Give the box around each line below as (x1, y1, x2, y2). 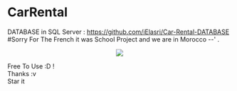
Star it (7, 77, 25, 85)
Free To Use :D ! (7, 61, 55, 71)
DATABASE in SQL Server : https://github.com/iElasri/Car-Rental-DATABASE (7, 28, 230, 36)
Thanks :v (7, 69, 37, 78)
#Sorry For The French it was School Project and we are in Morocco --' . (7, 35, 220, 43)
